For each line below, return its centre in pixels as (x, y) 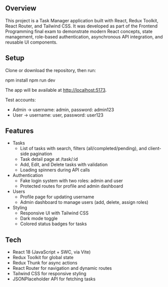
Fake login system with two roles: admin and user (71, 181)
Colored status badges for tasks (53, 224)
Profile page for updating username (57, 197)
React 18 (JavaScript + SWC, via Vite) (51, 252)
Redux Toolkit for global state (43, 258)
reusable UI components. (32, 42)
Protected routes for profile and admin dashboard (72, 186)
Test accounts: (21, 100)
